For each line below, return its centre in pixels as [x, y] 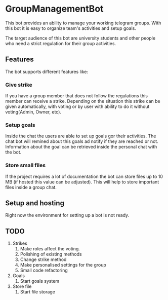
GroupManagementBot [54, 9]
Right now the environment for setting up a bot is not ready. [67, 215]
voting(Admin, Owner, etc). [33, 112]
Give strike [19, 85]
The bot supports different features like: [47, 71]
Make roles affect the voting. [50, 249]
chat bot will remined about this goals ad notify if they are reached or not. [82, 141]
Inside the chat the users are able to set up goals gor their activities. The [81, 136]
